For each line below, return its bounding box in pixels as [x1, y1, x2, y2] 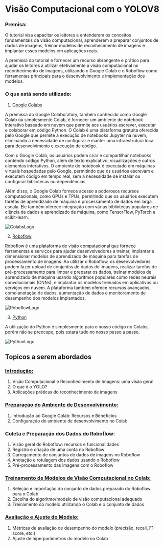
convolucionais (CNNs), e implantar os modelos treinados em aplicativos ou [5, 279, 158, 285]
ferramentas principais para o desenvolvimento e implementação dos [5, 73, 145, 79]
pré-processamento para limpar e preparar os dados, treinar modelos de [5, 269, 152, 275]
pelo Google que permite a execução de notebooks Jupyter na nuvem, [5, 132, 148, 138]
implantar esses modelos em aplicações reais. [5, 48, 98, 54]
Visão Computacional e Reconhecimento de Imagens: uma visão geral [12, 379, 154, 385]
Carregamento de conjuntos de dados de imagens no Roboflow [12, 452, 141, 458]
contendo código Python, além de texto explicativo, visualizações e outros [5, 158, 155, 163]
